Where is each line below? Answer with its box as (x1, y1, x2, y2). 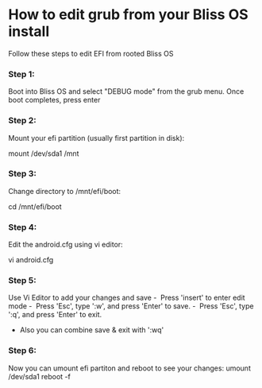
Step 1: (8, 68, 35, 80)
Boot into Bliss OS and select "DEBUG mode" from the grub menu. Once (8, 87, 245, 96)
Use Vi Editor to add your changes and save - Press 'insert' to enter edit (8, 293, 245, 303)
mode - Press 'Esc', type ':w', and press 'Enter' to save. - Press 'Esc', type (8, 301, 254, 311)
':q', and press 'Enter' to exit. (8, 310, 102, 320)
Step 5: (8, 275, 37, 286)
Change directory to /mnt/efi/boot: (8, 186, 121, 196)
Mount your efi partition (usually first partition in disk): (8, 133, 185, 142)
